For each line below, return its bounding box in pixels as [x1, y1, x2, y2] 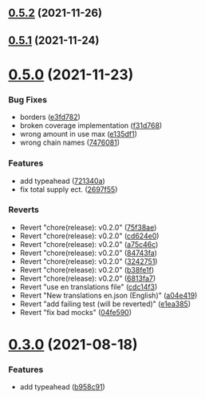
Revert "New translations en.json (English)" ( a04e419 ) [19, 290, 198, 300]
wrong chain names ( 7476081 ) [19, 138, 120, 147]
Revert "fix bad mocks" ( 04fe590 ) [19, 307, 132, 317]
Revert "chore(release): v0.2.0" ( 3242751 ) [19, 256, 158, 266]
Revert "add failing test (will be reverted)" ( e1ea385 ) [19, 299, 191, 309]
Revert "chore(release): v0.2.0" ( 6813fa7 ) [19, 273, 156, 283]
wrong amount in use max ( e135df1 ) [19, 130, 137, 139]
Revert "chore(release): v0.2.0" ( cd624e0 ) [19, 231, 160, 241]
